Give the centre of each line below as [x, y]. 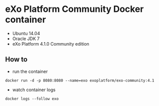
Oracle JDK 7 [26, 39]
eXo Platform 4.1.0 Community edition [51, 44]
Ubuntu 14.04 [26, 33]
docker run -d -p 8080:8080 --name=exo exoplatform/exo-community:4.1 [80, 80]
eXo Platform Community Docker [75, 9]
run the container [30, 71]
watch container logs [34, 90]
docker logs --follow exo [32, 99]
